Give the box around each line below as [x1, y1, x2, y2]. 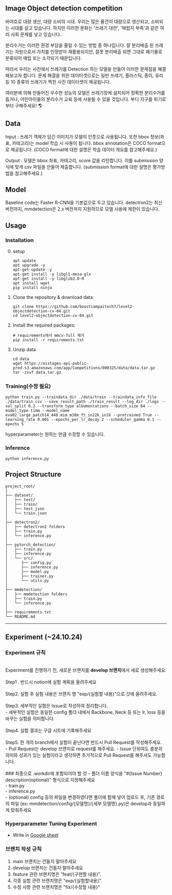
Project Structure [5, 470, 61, 479]
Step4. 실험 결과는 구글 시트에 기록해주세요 [5, 728, 92, 734]
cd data [12, 356, 29, 361]
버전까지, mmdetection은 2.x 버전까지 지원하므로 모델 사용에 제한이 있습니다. [5, 206, 160, 212]
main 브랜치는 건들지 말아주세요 [12, 858, 77, 864]
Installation [5, 236, 34, 243]
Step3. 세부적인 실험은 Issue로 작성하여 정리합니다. [5, 703, 109, 709]
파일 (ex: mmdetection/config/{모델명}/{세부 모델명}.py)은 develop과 [10, 801, 152, 807]
